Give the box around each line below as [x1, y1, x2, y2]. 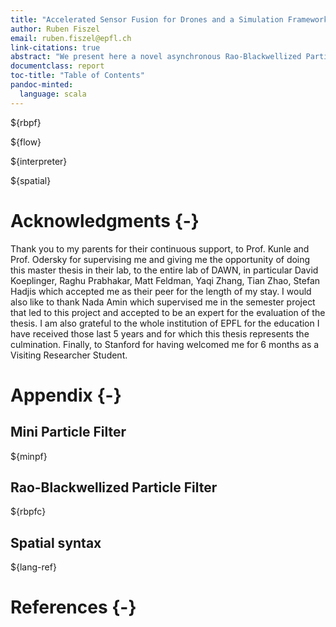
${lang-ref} [10, 561, 57, 573]
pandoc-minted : [10, 80, 74, 90]
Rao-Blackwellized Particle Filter [10, 479, 218, 496]
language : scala [19, 89, 87, 99]
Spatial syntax [10, 534, 102, 551]
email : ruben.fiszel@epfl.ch [10, 33, 132, 43]
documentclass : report [10, 61, 105, 71]
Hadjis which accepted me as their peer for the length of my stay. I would [10, 285, 312, 297]
